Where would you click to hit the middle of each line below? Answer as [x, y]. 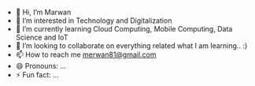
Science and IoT [42, 37]
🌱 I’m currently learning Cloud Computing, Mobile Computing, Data [124, 29]
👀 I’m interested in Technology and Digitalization [94, 21]
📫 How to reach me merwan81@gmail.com [86, 54]
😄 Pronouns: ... [41, 66]
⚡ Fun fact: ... [37, 75]
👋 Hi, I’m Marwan [43, 12]
